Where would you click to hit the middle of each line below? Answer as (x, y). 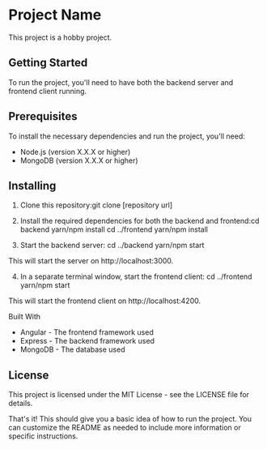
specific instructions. (43, 436)
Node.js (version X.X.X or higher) (75, 152)
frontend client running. (48, 91)
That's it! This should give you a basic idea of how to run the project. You (130, 419)
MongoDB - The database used (72, 349)
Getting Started (48, 63)
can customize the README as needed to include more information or (125, 428)
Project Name (55, 15)
